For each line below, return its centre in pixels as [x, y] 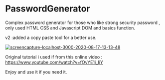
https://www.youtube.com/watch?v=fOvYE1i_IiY [54, 62]
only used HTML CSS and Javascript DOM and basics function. [70, 27]
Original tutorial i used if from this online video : [54, 57]
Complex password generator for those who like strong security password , [83, 22]
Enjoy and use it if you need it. [36, 72]
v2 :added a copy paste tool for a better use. [51, 37]
